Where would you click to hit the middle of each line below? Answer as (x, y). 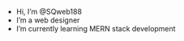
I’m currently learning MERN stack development (96, 29)
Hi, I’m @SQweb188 (49, 12)
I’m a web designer (48, 20)
